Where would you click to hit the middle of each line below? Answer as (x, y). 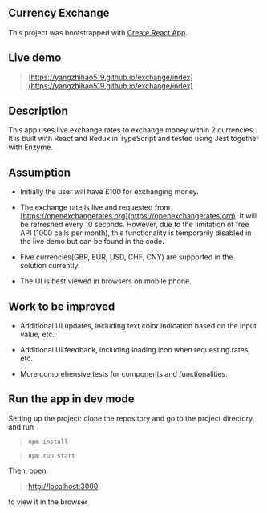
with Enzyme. (31, 147)
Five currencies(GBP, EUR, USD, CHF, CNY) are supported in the (127, 257)
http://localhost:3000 (63, 486)
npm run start (51, 456)
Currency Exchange (59, 13)
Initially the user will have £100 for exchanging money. (109, 192)
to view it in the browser (48, 502)
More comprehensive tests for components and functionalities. (124, 374)
